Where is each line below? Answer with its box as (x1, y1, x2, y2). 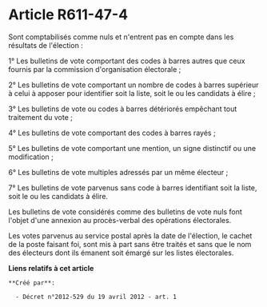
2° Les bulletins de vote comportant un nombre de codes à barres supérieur (8, 80, 259, 90)
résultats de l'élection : (8, 40, 84, 50)
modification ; (8, 152, 54, 161)
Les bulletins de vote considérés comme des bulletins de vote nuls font (8, 206, 242, 217)
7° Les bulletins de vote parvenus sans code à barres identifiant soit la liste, (8, 182, 257, 193)
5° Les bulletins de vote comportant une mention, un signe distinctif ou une (8, 143, 257, 153)
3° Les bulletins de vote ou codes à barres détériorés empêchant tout (8, 104, 237, 114)
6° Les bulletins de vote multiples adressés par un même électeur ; (8, 167, 229, 177)
